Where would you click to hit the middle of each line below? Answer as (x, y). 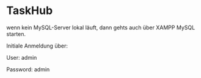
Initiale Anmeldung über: (37, 46)
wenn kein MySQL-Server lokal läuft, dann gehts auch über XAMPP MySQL (101, 27)
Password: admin (28, 69)
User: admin (22, 57)
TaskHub (30, 11)
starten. (16, 34)
